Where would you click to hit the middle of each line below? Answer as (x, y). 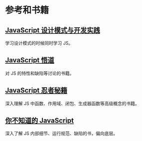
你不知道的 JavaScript (40, 121)
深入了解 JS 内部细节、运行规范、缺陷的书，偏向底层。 (62, 134)
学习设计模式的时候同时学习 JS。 (39, 43)
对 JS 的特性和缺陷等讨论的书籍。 (40, 73)
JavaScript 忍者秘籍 (36, 90)
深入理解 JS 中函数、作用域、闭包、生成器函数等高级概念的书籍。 (72, 103)
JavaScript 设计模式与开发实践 (53, 30)
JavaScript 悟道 (30, 60)
